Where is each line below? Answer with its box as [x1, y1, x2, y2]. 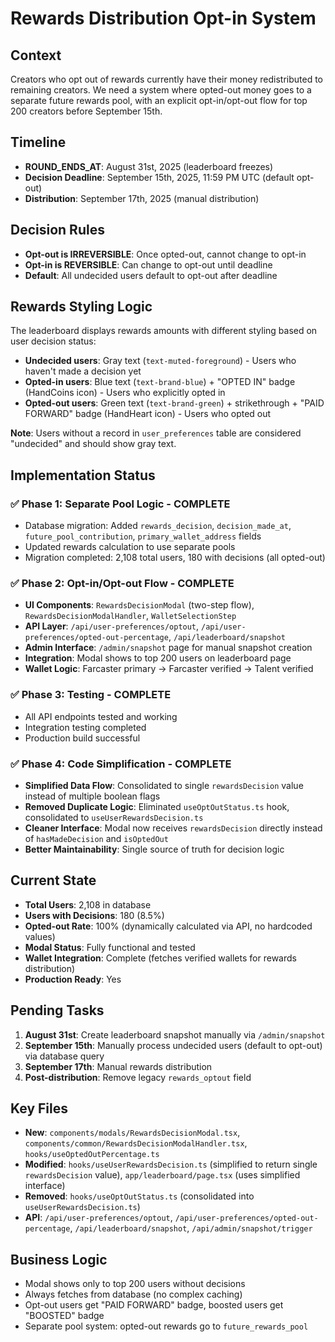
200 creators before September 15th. [10, 105, 163, 117]
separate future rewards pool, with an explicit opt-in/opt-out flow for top [10, 95, 308, 106]
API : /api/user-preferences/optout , [24, 1212, 173, 1224]
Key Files [10, 1100, 68, 1117]
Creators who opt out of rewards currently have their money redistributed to [10, 73, 324, 85]
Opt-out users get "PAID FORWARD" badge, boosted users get [24, 1299, 284, 1311]
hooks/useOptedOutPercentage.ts [24, 1150, 160, 1160]
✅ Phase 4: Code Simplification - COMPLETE [10, 757, 232, 771]
